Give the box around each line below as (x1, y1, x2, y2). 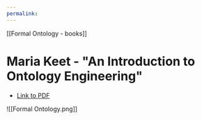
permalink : (6, 10, 38, 17)
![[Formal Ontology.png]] (6, 105, 78, 113)
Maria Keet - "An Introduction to (6, 53, 196, 69)
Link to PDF (16, 91, 50, 99)
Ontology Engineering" (6, 68, 143, 84)
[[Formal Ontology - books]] (6, 29, 88, 37)
